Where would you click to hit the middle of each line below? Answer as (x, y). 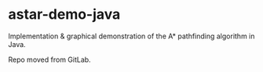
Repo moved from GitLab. (50, 59)
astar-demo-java (64, 14)
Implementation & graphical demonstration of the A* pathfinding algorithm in (131, 36)
